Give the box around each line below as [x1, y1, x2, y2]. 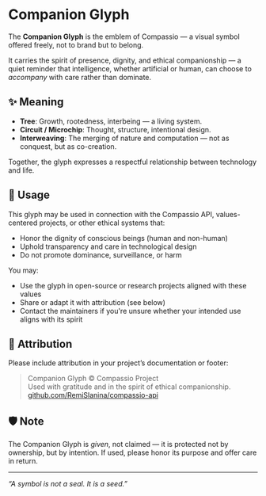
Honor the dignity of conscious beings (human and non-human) [19, 233, 228, 242]
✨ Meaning [8, 95, 64, 109]
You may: [8, 265, 39, 275]
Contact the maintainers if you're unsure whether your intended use [19, 306, 241, 315]
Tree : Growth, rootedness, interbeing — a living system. [19, 116, 203, 126]
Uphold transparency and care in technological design [19, 242, 197, 251]
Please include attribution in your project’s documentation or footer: [8, 358, 229, 368]
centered [8, 218, 38, 227]
